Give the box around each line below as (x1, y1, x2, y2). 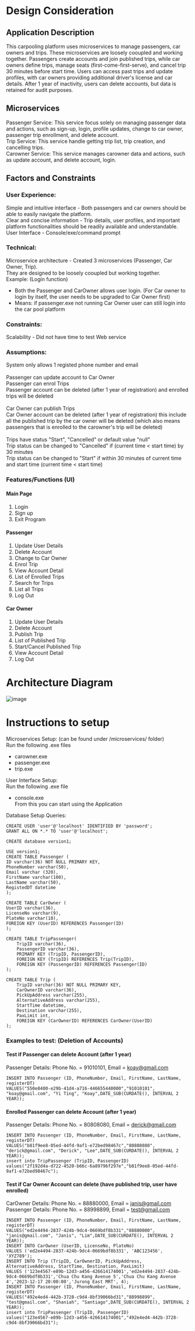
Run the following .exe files (6, 741, 71, 748)
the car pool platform (14, 306, 65, 313)
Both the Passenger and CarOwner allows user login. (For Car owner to (14, 287, 186, 294)
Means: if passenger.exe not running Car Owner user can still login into (14, 299, 186, 306)
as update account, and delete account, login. (6, 156, 117, 163)
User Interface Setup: (6, 776, 58, 783)
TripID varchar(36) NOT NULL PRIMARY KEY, (16, 982, 121, 988)
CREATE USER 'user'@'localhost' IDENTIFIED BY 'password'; (6, 823, 153, 829)
